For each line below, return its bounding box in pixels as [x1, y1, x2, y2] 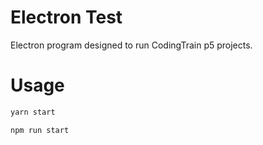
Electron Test [10, 6, 123, 29]
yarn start [10, 107, 56, 117]
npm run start [10, 125, 70, 135]
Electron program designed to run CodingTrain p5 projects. [10, 39, 253, 51]
